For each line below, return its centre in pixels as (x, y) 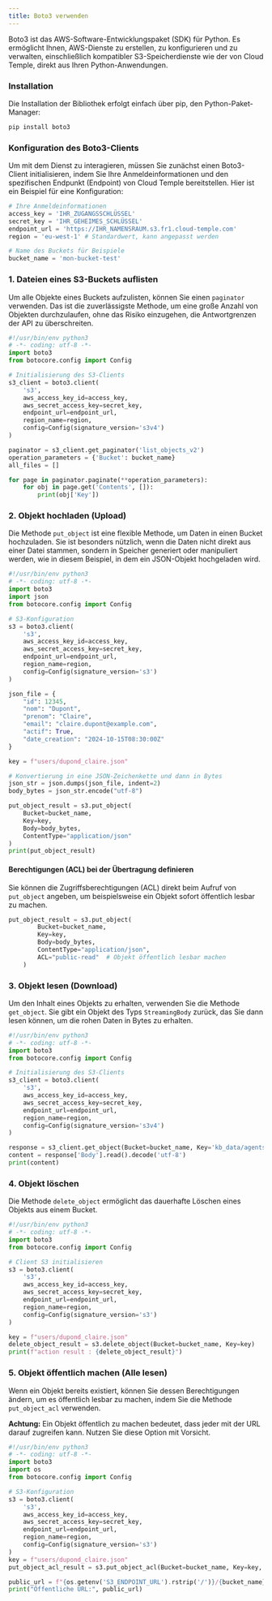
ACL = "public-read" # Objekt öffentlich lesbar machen (132, 957)
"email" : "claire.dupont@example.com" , (90, 724)
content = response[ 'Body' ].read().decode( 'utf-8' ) (97, 1156)
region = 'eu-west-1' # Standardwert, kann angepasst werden (114, 236)
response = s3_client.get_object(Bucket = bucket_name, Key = (110, 1148)
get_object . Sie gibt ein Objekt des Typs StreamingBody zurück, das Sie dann (136, 1012)
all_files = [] (34, 465)
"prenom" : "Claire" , (57, 717)
